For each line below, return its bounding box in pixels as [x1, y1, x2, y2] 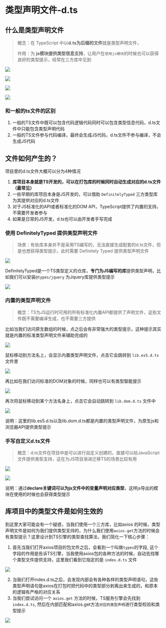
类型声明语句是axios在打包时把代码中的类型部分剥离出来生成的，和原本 [12, 582, 158, 588]
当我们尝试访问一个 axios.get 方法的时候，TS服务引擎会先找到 [12, 595, 141, 601]
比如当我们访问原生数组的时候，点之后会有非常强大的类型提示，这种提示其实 [5, 326, 162, 332]
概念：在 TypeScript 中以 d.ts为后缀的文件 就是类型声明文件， [17, 40, 142, 46]
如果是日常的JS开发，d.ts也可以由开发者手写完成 [12, 216, 112, 222]
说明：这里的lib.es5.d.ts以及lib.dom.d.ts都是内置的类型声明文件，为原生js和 [5, 418, 159, 424]
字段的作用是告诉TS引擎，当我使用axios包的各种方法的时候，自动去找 [12, 550, 155, 556]
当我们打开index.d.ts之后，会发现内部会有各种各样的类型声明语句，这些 [12, 576, 159, 582]
